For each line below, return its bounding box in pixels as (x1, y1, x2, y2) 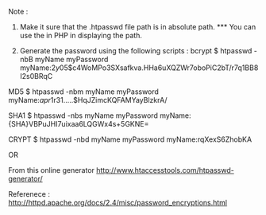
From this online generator (8, 166, 95, 174)
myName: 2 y (19, 63, 60, 72)
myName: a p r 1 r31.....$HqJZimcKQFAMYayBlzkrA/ (8, 96, 168, 104)
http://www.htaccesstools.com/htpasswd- (96, 166, 234, 174)
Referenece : (8, 190, 50, 198)
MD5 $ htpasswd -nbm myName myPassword (8, 87, 159, 96)
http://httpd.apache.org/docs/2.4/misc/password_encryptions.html (8, 198, 228, 207)
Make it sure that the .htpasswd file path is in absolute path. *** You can (19, 22, 256, 31)
